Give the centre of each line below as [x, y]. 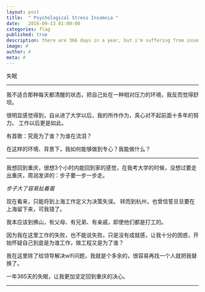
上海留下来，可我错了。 [36, 209]
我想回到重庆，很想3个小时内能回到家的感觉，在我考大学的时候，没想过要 [99, 167]
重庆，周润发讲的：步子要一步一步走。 [59, 175]
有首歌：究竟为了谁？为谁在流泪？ [49, 136]
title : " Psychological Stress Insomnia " [63, 18]
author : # [19, 52]
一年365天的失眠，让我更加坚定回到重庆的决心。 [67, 276]
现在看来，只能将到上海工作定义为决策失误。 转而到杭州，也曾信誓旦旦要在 [101, 201]
